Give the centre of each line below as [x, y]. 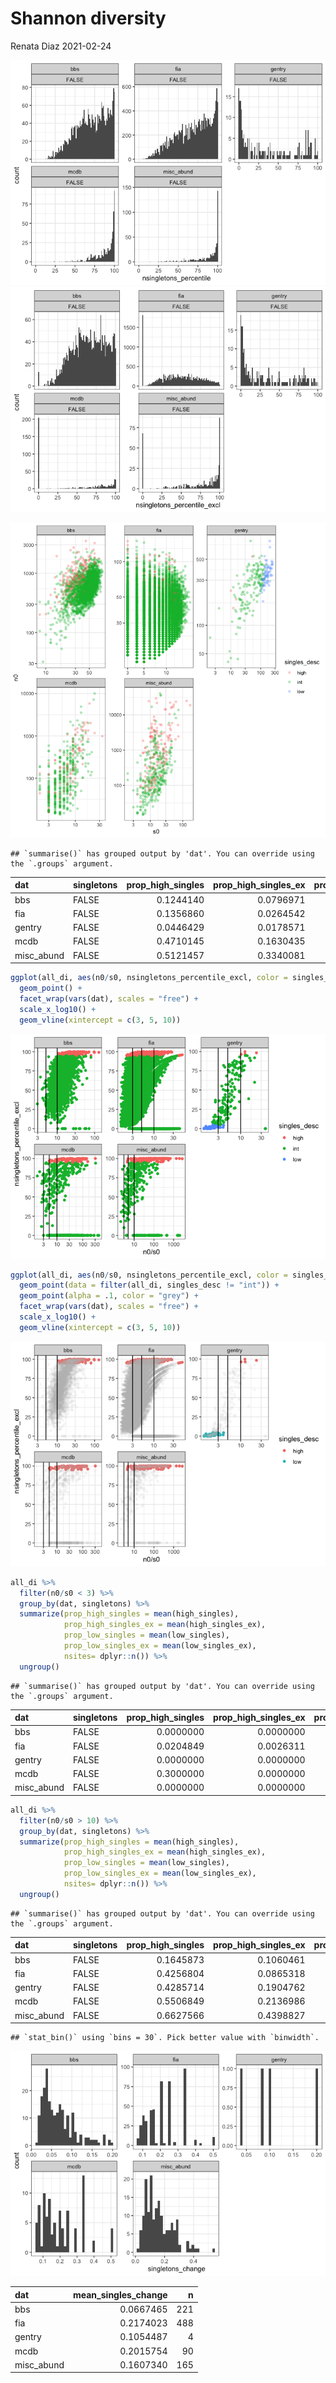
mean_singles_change [120, 2294]
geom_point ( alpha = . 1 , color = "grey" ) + [109, 1296]
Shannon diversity [88, 18]
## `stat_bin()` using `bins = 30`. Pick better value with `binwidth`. [165, 2038]
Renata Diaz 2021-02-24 [61, 46]
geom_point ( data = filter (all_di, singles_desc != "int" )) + [149, 1285]
